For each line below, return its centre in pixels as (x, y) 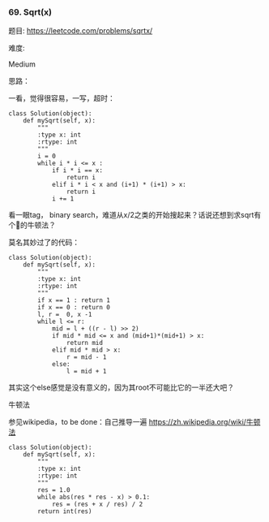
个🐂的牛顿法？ (32, 225)
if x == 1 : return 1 (74, 300)
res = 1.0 (54, 490)
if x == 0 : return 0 (74, 308)
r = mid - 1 (86, 357)
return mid (85, 343)
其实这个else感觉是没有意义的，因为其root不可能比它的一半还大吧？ (122, 387)
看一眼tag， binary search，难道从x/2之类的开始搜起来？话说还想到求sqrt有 (135, 215)
